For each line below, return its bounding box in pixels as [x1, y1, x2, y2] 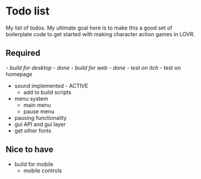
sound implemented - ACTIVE [14, 82, 88, 89]
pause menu [23, 107, 55, 115]
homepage [5, 71, 32, 78]
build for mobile [14, 160, 54, 168]
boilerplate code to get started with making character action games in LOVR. [5, 30, 195, 37]
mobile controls [23, 167, 63, 174]
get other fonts [14, 127, 52, 134]
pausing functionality [14, 114, 67, 121]
